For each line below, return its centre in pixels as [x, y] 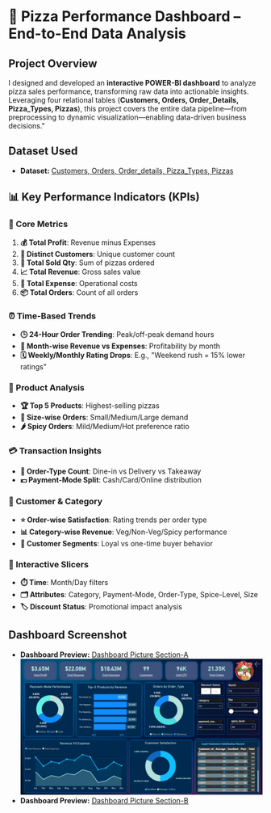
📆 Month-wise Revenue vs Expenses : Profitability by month [120, 346]
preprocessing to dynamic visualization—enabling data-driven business [127, 117]
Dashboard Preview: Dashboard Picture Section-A [104, 655]
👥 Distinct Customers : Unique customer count [98, 254]
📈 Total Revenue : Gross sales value [80, 272]
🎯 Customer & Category [56, 502]
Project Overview [53, 63]
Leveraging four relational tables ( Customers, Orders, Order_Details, [124, 100]
